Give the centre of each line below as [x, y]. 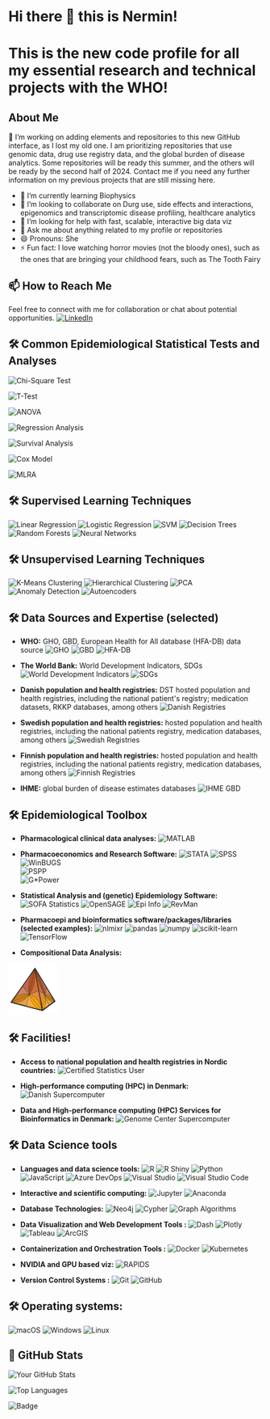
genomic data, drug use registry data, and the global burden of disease [127, 154]
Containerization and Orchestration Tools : [93, 1248]
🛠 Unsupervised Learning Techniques [107, 560]
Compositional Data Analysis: [71, 952]
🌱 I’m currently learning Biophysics [78, 196]
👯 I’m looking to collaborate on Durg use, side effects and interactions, [137, 205]
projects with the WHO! [88, 88]
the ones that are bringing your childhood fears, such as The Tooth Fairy [140, 260]
